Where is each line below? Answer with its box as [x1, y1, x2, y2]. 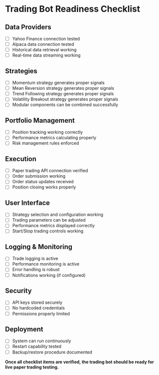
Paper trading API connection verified [12, 167, 88, 174]
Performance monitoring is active [12, 261, 80, 267]
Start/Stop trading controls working [12, 228, 84, 234]
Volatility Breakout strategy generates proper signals [12, 96, 118, 102]
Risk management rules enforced [12, 140, 79, 146]
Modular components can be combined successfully [12, 102, 118, 108]
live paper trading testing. [5, 364, 59, 370]
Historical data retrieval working [12, 47, 77, 53]
